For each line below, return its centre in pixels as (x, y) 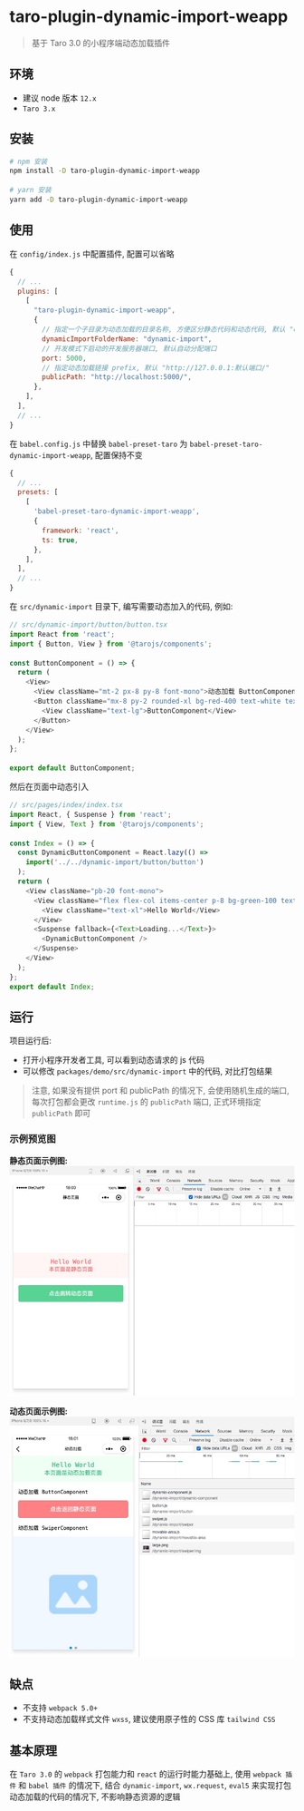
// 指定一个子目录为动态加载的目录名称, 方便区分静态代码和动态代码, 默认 (164, 329)
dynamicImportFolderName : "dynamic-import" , (127, 339)
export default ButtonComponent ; (72, 768)
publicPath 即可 (61, 1114)
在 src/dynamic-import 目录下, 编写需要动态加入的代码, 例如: (121, 606)
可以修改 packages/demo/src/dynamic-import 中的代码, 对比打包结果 (147, 1071)
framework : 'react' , (81, 531)
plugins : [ (38, 291)
